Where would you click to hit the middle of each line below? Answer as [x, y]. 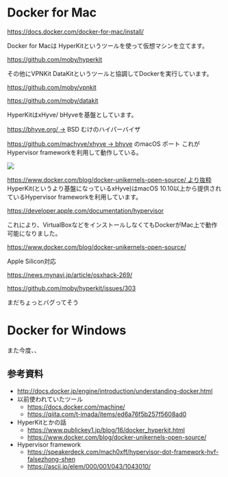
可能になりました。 [34, 233]
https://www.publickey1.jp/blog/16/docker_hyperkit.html [106, 430]
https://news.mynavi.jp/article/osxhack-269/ [70, 275]
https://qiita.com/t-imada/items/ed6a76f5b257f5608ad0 [107, 414]
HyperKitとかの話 [41, 422]
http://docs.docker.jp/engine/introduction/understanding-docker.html [115, 391]
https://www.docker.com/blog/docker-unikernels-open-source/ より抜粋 [110, 180]
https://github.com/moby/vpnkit [52, 87]
